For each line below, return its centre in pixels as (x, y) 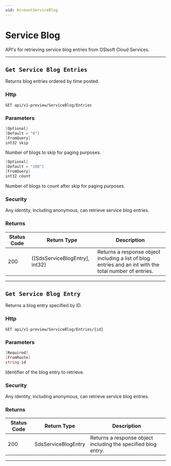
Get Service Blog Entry (43, 294)
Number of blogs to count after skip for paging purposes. (65, 186)
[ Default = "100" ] (25, 167)
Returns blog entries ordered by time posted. (52, 81)
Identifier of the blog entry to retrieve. (45, 372)
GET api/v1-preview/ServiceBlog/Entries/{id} (54, 329)
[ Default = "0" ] (22, 133)
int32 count (18, 176)
